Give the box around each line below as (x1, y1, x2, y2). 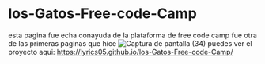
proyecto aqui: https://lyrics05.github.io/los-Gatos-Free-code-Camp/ (8, 47, 233, 56)
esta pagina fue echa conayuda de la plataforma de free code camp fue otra (8, 30, 257, 40)
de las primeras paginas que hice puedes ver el (8, 38, 252, 48)
